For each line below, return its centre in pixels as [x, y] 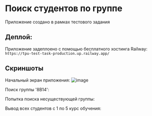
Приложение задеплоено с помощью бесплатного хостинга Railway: [76, 49]
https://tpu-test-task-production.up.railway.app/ [57, 53]
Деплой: [19, 37]
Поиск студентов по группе [64, 8]
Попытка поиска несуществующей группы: [50, 99]
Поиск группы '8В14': [27, 89]
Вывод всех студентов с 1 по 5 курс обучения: [53, 108]
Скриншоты [24, 68]
